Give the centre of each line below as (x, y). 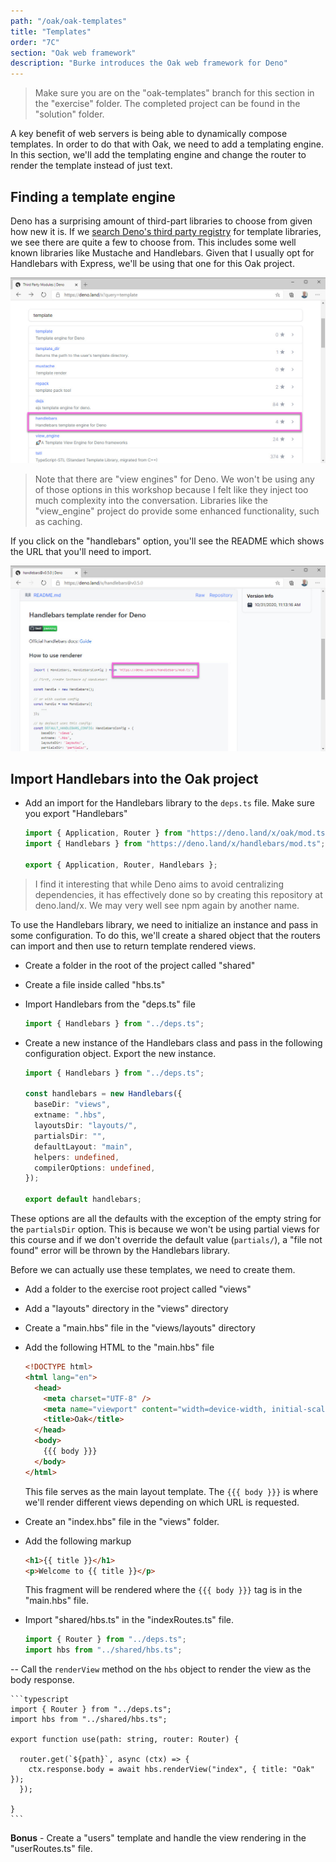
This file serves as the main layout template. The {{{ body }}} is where (171, 1491)
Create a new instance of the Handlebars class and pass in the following (173, 1042)
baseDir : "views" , (72, 1105)
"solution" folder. (69, 114)
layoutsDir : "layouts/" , (86, 1126)
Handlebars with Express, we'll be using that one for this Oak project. (152, 263)
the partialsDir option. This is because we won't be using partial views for (165, 1229)
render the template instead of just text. (91, 166)
